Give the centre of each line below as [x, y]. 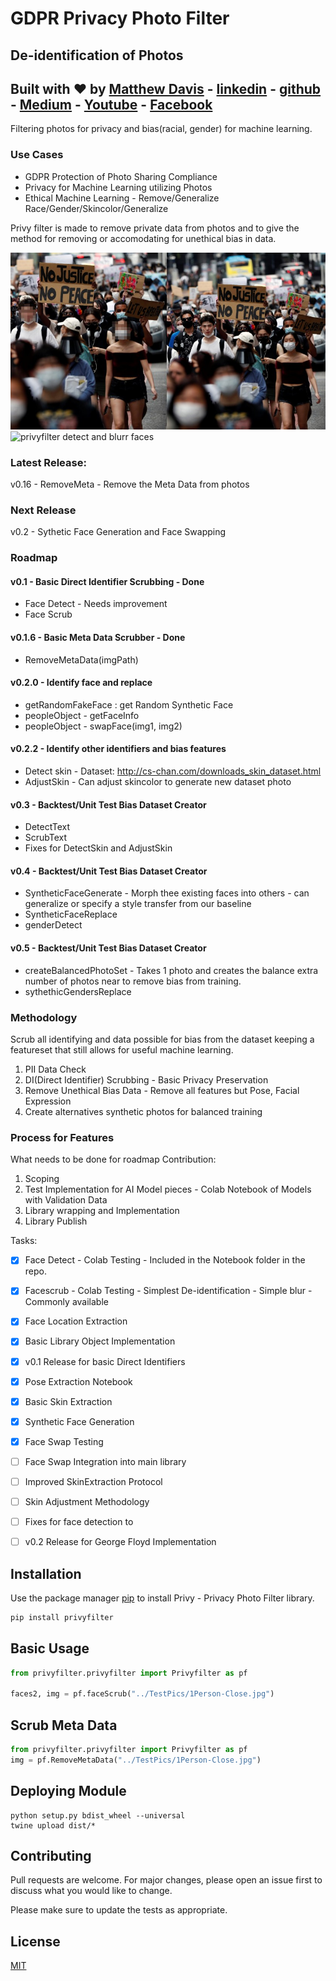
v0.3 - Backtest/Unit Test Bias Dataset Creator [108, 804]
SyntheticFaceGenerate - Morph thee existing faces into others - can [167, 893]
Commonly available [66, 1302]
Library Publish [56, 1221]
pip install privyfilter [62, 1617]
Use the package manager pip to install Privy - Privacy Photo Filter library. [162, 1598]
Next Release [43, 510]
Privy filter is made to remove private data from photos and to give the [155, 228]
